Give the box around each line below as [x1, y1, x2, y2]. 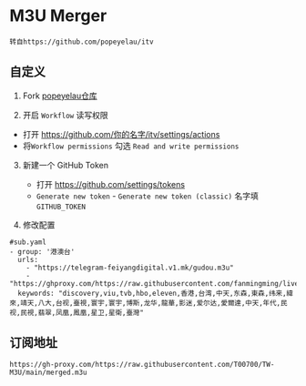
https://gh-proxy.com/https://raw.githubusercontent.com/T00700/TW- [9, 360, 275, 369]
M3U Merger [9, 5, 107, 26]
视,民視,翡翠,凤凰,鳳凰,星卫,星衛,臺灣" [9, 308, 144, 317]
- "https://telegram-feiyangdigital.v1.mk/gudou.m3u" [25, 263, 234, 272]
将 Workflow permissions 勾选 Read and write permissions [22, 140, 240, 151]
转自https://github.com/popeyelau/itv [9, 37, 154, 46]
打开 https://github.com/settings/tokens [36, 178, 185, 189]
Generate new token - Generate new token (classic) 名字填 [36, 190, 260, 201]
